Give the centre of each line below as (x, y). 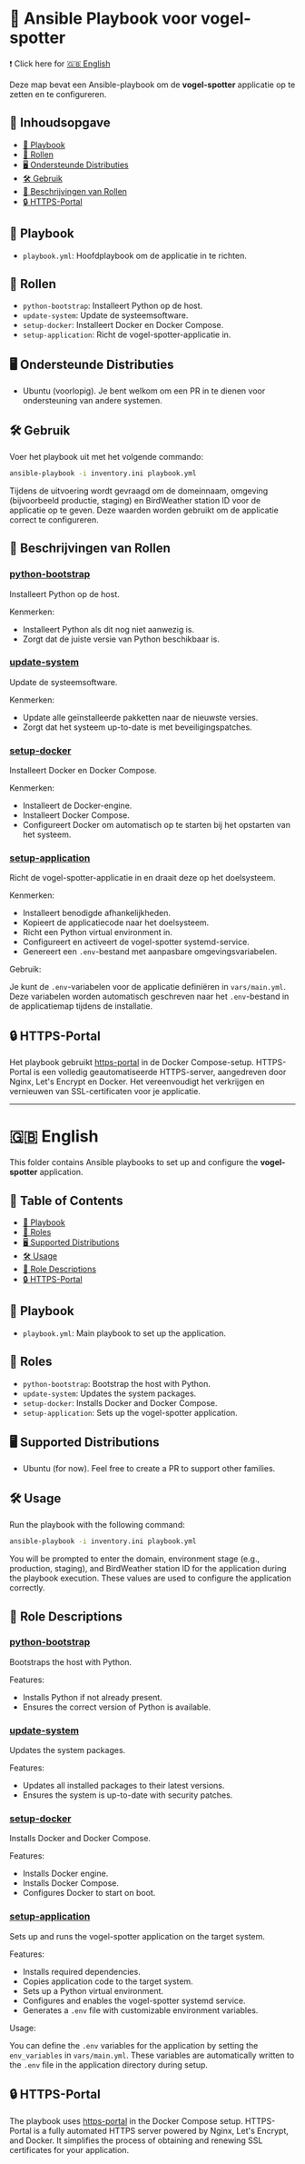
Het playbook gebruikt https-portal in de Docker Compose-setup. (132, 1062)
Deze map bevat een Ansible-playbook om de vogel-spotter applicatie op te (152, 85)
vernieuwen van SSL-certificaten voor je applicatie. (105, 1092)
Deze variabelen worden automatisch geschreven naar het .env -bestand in (149, 997)
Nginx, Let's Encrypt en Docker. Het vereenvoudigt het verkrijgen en (137, 1082)
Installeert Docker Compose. (76, 815)
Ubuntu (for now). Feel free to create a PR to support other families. (149, 1469)
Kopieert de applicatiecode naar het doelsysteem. (116, 922)
